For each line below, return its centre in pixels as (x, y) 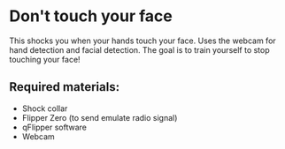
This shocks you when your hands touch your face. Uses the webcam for (142, 41)
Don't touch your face (91, 16)
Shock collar (45, 108)
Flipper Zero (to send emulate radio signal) (100, 117)
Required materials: (65, 87)
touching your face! (45, 59)
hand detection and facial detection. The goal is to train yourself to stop (139, 49)
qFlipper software (54, 127)
